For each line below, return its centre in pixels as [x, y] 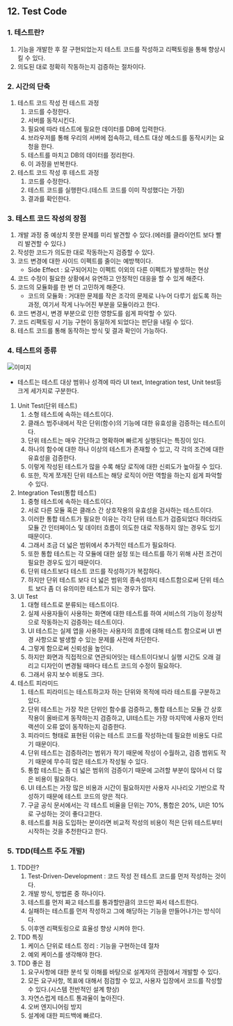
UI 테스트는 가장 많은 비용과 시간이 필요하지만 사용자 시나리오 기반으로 [122, 788]
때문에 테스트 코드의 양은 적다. [87, 796]
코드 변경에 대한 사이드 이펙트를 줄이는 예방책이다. [85, 261]
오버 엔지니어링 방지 [55, 1006]
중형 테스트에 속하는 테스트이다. [70, 501]
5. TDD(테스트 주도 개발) [46, 851]
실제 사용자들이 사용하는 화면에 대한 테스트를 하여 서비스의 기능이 [116, 613]
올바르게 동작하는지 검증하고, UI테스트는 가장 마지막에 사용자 [128, 718]
